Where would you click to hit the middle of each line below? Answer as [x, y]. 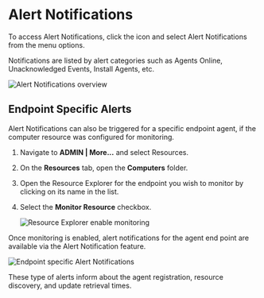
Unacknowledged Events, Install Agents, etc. [82, 68]
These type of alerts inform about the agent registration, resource [116, 277]
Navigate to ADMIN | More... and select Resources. [104, 152]
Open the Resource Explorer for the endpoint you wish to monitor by [132, 183]
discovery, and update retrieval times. [70, 285]
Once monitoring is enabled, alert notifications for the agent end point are [128, 238]
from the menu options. [47, 45]
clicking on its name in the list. [69, 192]
